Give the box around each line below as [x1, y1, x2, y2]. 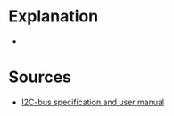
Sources [8, 67, 72, 87]
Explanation [8, 6, 99, 27]
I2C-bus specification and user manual [21, 96, 165, 107]
